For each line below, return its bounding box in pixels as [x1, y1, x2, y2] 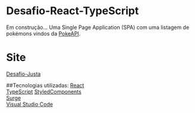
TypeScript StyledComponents [6, 88, 81, 95]
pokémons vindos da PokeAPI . [6, 30, 81, 37]
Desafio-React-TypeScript [6, 4, 139, 18]
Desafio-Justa [6, 70, 41, 78]
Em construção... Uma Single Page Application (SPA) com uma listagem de [6, 24, 190, 31]
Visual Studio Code [6, 101, 54, 108]
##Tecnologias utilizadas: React [6, 82, 84, 89]
